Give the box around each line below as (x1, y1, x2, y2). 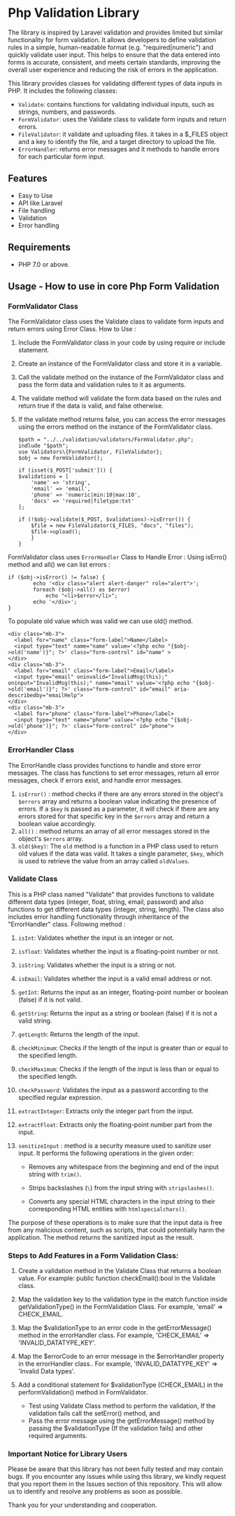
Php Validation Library (8, 5, 140, 21)
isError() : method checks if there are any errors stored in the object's (17, 790, 224, 798)
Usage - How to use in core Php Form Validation (8, 280, 220, 292)
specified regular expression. (17, 1093, 103, 1101)
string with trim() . (28, 1170, 82, 1178)
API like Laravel (17, 199, 63, 207)
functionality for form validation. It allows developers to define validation (8, 35, 216, 44)
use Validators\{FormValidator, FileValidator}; (17, 448, 163, 456)
